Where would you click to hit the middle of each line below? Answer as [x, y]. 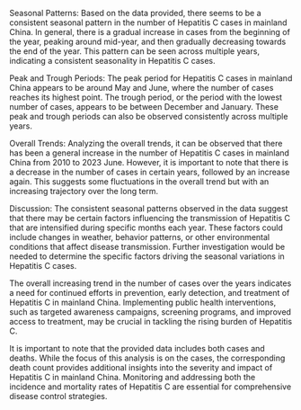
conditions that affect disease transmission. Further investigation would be [147, 247]
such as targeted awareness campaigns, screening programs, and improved [150, 312]
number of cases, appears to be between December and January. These [144, 107]
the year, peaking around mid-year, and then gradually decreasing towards [148, 41]
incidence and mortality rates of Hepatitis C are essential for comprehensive [150, 387]
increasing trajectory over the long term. [84, 191]
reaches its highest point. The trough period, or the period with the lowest [146, 97]
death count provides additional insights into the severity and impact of [141, 367]
